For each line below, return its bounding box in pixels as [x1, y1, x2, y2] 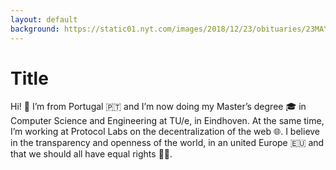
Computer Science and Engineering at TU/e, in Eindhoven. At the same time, [10, 115, 325, 127]
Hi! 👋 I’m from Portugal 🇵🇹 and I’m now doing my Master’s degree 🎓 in [10, 101, 307, 113]
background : [10, 24, 60, 34]
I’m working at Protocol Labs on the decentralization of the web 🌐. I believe [10, 126, 321, 138]
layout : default [10, 14, 78, 25]
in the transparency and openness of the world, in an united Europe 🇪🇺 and [10, 137, 325, 149]
